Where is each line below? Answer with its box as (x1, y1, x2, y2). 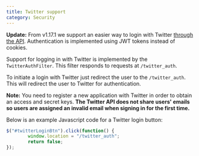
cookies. (6, 43, 28, 51)
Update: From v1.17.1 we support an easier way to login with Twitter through (6, 31, 194, 38)
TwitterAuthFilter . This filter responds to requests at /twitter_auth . (6, 61, 178, 69)
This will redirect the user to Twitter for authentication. (6, 80, 142, 87)
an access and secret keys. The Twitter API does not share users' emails (6, 98, 190, 105)
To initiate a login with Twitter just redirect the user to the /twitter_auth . (6, 73, 186, 81)
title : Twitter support (6, 8, 66, 15)
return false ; (28, 139, 63, 145)
